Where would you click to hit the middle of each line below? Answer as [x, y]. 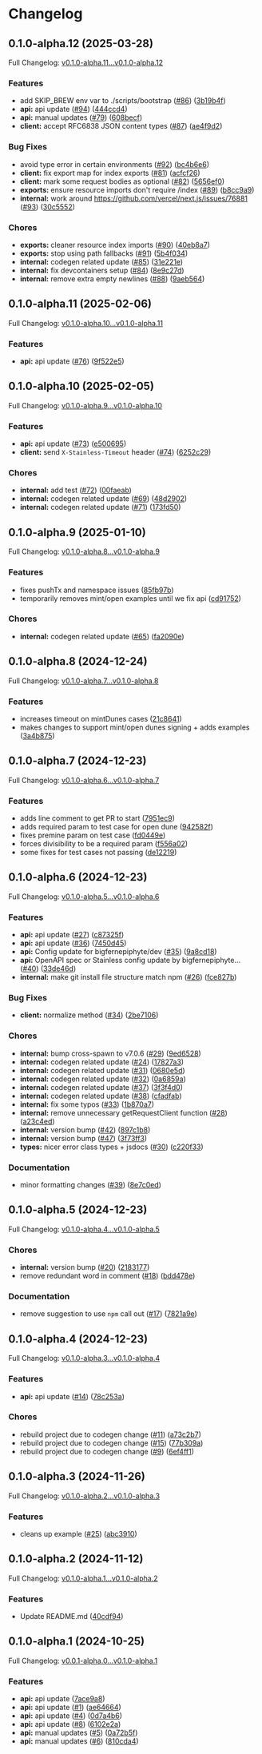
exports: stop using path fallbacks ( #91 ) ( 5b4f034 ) [104, 253]
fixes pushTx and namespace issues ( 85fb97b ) [97, 590]
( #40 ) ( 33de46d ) [48, 968]
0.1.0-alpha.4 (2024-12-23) [78, 1339]
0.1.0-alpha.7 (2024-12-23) [77, 761]
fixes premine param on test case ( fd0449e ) [93, 835]
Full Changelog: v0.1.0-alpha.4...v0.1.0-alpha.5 [84, 1229]
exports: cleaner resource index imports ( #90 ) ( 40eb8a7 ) [115, 245]
